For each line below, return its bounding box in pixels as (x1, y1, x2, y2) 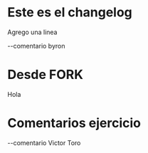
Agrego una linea (7, 28, 58, 36)
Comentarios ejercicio (7, 115, 141, 132)
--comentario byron (7, 41, 65, 50)
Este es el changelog (7, 4, 133, 21)
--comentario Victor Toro (7, 138, 81, 147)
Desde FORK (7, 67, 84, 83)
